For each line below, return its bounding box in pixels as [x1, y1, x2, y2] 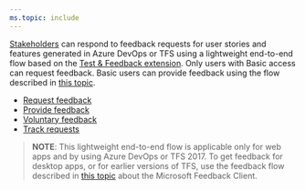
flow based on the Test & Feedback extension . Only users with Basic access [9, 57, 296, 68]
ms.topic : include [9, 13, 79, 23]
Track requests [22, 124, 80, 135]
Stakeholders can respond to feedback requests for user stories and [9, 38, 267, 49]
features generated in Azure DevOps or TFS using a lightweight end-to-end [9, 47, 294, 59]
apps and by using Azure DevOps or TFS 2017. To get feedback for [31, 151, 283, 162]
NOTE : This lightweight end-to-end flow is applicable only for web [31, 141, 281, 152]
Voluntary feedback [22, 114, 98, 125]
